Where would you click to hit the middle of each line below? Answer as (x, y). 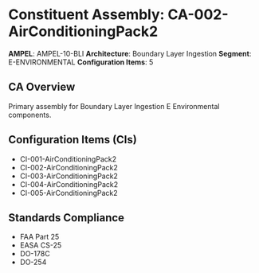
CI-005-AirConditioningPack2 (69, 193)
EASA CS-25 (41, 245)
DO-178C (35, 254)
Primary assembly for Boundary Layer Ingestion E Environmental (114, 106)
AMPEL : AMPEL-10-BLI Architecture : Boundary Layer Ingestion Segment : (130, 53)
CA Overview (42, 87)
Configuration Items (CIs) (73, 140)
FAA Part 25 (39, 237)
